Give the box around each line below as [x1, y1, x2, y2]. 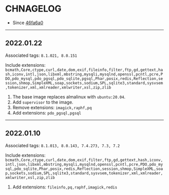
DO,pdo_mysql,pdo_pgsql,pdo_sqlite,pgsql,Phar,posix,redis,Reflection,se [5, 76, 163, 81]
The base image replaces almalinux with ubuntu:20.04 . [12, 93, 126, 100]
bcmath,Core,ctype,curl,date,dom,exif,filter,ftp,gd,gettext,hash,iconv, [5, 157, 163, 162]
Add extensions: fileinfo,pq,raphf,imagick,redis [12, 184, 117, 190]
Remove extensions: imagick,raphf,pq [12, 104, 92, 111]
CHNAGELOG [5, 3, 62, 15]
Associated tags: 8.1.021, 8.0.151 [5, 52, 77, 58]
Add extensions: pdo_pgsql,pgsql [12, 110, 81, 116]
